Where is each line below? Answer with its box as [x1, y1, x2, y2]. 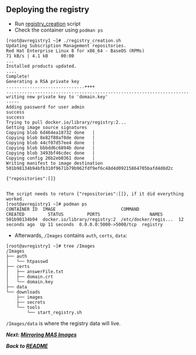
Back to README [6, 342, 48, 349]
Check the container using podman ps [14, 26, 103, 33]
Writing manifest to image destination [6, 160, 103, 166]
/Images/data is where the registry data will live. [6, 319, 121, 326]
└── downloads [6, 289, 41, 295]
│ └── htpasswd [6, 258, 48, 264]
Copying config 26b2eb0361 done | [6, 155, 95, 161]
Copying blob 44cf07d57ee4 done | [6, 140, 95, 145]
